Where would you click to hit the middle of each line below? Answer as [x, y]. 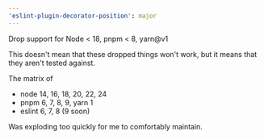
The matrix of [31, 78]
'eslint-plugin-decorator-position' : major [83, 16]
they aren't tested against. [52, 63]
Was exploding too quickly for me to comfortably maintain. [106, 126]
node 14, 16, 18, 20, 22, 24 [63, 94]
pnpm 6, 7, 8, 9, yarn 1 [57, 102]
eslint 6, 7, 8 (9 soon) [55, 111]
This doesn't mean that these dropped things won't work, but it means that [133, 54]
